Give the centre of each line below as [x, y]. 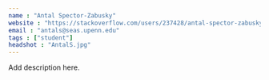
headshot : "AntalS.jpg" [50, 45]
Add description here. [44, 67]
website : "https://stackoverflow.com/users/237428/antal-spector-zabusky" [137, 23]
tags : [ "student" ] [41, 38]
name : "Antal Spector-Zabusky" [62, 15]
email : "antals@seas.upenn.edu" [64, 30]
